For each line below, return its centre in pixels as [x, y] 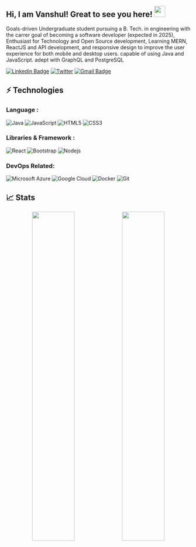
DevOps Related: [30, 166]
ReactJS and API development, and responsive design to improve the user [96, 47]
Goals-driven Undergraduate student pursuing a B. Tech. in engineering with [98, 28]
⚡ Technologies [35, 91]
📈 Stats [21, 198]
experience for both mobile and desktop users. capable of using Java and [95, 53]
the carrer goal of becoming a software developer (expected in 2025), [90, 35]
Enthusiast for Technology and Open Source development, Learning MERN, [97, 41]
